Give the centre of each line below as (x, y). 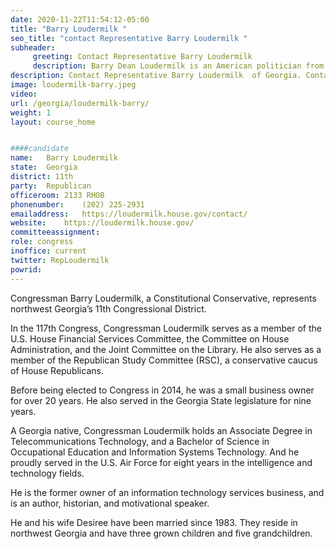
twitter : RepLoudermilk (60, 260)
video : (24, 94)
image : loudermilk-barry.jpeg (73, 85)
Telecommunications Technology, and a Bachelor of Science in (140, 441)
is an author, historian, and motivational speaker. (110, 503)
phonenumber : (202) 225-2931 (77, 204)
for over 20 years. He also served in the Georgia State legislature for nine (161, 400)
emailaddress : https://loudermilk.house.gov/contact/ (129, 214)
